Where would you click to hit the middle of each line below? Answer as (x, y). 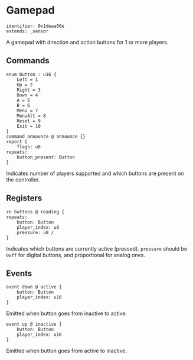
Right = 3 (29, 90)
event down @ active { (34, 287)
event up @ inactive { (34, 325)
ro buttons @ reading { (35, 212)
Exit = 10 (29, 126)
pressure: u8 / (35, 232)
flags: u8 (29, 147)
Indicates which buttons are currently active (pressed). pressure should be (97, 248)
